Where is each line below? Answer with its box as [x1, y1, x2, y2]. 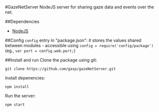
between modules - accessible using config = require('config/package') [5, 43, 154, 48]
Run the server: [5, 93, 36, 98]
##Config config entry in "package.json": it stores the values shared [5, 37, 142, 43]
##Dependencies [5, 19, 40, 24]
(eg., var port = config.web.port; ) [5, 48, 76, 53]
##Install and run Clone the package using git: [5, 57, 97, 63]
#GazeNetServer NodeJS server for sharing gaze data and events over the [5, 4, 154, 10]
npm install [5, 84, 29, 89]
